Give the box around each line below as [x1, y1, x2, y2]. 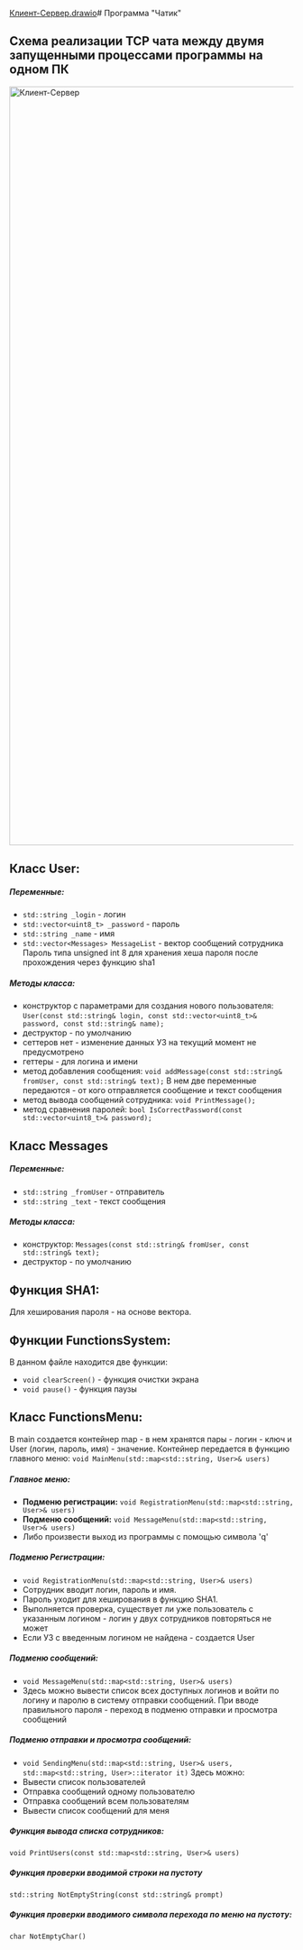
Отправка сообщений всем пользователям [22, 1795, 189, 1807]
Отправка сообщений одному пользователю [22, 1786, 196, 1797]
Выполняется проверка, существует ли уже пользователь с [22, 1603, 254, 1614]
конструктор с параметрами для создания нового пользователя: [22, 1000, 274, 1011]
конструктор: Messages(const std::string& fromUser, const [22, 1239, 250, 1250]
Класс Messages [9, 1138, 108, 1154]
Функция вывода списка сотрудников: [9, 1826, 165, 1836]
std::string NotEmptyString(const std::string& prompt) [9, 1890, 224, 1899]
